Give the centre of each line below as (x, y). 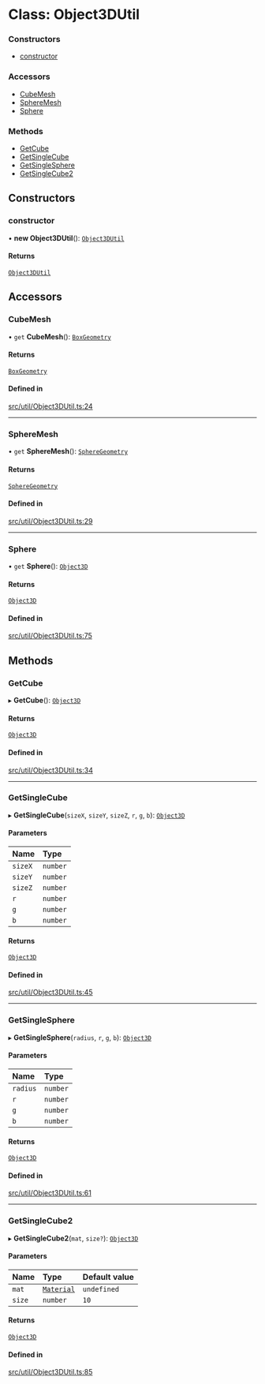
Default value (108, 1277)
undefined (101, 1289)
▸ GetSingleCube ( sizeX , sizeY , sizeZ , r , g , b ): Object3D (97, 815)
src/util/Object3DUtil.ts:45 (50, 993)
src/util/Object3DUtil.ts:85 (50, 1372)
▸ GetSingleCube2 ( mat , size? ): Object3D (73, 1238)
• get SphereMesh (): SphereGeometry (68, 451)
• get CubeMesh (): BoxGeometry (60, 336)
